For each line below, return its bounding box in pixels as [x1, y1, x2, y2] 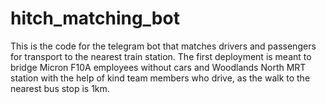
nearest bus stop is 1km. [10, 82, 110, 94]
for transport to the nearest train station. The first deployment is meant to [10, 50, 312, 62]
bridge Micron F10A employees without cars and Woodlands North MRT [10, 61, 307, 73]
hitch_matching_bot [10, 7, 180, 30]
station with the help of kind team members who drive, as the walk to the [10, 72, 311, 84]
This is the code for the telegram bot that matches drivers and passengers [10, 40, 317, 52]
